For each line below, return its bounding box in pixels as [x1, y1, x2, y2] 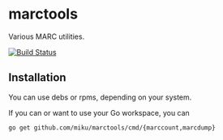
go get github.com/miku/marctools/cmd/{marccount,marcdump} [8, 123, 217, 132]
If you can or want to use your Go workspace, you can [8, 108, 191, 117]
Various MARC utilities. [8, 32, 85, 41]
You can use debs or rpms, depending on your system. [8, 92, 192, 102]
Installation [8, 70, 66, 85]
